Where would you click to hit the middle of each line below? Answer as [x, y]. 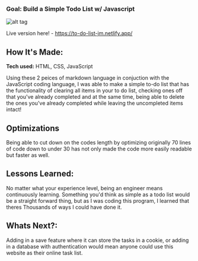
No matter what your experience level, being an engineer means [84, 188]
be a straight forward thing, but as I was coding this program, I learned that [98, 200]
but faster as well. [28, 155]
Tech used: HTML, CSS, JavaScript [49, 67]
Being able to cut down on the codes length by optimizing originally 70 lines [99, 142]
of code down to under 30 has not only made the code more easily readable [99, 149]
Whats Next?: [32, 226]
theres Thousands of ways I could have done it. [64, 207]
